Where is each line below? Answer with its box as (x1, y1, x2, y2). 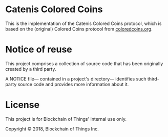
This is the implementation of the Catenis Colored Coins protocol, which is (5, 20, 162, 26)
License (5, 99, 40, 111)
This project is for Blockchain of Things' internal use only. (5, 116, 127, 122)
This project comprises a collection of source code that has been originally (5, 60, 163, 67)
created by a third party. (5, 66, 56, 72)
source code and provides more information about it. (17, 81, 129, 87)
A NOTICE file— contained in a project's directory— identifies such (5, 75, 147, 82)
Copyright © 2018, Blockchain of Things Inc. (5, 126, 99, 132)
